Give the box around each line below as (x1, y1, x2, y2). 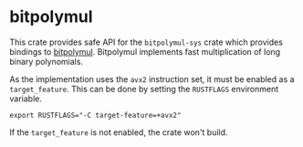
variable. (9, 93, 43, 104)
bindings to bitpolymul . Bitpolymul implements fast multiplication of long (9, 46, 281, 57)
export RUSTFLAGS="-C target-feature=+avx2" (9, 110, 182, 120)
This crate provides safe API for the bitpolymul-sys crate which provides (9, 37, 283, 47)
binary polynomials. (9, 56, 84, 67)
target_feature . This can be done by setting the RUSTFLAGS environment (9, 83, 279, 94)
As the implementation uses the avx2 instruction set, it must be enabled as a (9, 73, 295, 84)
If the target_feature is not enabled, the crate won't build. (9, 126, 228, 138)
